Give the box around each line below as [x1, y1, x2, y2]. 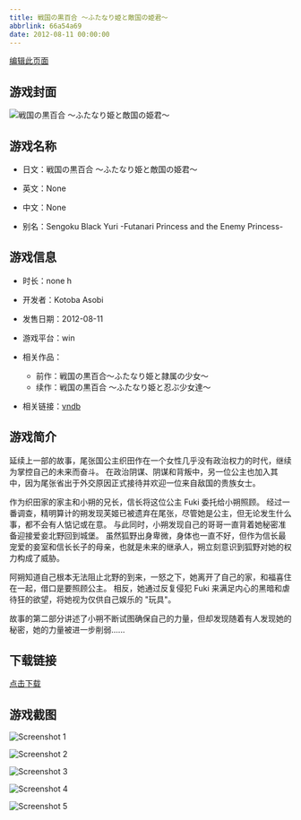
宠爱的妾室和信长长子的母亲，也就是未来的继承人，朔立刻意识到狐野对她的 [9, 541, 284, 552]
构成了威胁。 [16, 552, 64, 563]
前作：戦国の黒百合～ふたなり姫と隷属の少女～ [35, 370, 209, 381]
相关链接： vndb [21, 401, 82, 411]
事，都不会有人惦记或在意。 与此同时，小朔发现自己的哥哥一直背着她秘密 [9, 519, 279, 530]
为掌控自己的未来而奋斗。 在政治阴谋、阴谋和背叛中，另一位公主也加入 [9, 466, 271, 477]
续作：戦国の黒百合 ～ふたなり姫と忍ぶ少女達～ [35, 382, 211, 393]
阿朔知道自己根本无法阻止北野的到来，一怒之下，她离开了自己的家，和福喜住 [9, 571, 292, 583]
